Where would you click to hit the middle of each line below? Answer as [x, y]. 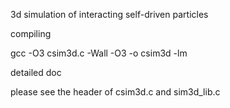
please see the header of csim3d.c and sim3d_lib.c [115, 92]
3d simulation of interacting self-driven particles [109, 14]
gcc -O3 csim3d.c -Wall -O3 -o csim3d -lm [99, 53]
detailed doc [36, 72]
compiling [31, 33]
